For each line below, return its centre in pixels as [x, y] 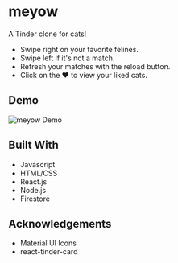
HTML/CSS [39, 173]
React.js [33, 181]
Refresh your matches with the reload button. [95, 66]
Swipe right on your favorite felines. [79, 49]
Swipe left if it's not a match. [67, 58]
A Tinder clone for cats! [48, 34]
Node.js [33, 190]
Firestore [35, 199]
